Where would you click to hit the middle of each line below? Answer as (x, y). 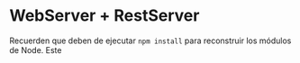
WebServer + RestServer (105, 16)
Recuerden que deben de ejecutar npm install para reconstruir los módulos (150, 40)
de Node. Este (36, 49)
